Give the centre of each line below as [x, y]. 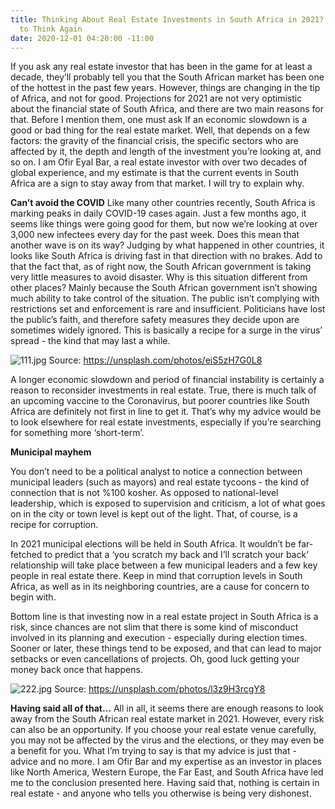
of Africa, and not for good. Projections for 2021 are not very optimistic [156, 98]
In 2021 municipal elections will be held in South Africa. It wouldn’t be [153, 544]
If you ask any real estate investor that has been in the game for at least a [161, 67]
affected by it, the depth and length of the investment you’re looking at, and [166, 152]
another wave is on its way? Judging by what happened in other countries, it [167, 245]
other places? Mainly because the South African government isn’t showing [164, 288]
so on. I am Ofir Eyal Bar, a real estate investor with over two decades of [159, 162]
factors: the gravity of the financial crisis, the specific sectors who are [154, 141]
